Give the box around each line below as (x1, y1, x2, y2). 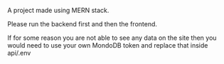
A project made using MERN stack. (7, 6, 110, 14)
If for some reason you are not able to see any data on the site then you (7, 33, 217, 42)
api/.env (7, 49, 31, 57)
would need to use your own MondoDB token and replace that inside (7, 41, 208, 49)
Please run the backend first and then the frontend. (7, 20, 158, 28)
